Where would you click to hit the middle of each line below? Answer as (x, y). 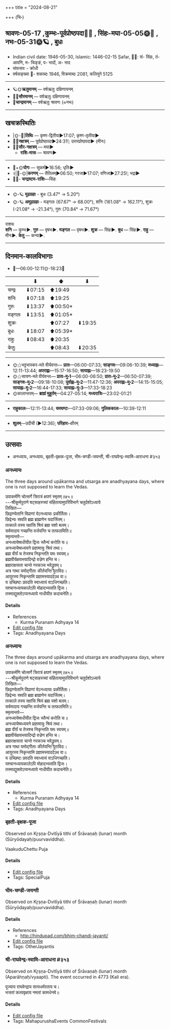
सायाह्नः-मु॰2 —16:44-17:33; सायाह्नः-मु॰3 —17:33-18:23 (62, 388)
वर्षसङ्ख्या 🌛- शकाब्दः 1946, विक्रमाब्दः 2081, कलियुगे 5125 (62, 74)
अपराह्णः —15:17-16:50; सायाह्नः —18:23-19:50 (79, 371)
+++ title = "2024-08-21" (31, 7)
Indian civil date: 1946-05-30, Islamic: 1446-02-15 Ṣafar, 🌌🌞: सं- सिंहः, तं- (86, 57)
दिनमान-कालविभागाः (29, 257)
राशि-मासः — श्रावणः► (38, 152)
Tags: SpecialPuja (31, 877)
